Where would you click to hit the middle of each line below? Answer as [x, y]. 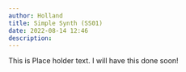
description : [30, 38]
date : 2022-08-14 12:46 [49, 30]
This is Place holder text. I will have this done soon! [94, 61]
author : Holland [36, 16]
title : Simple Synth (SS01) [56, 23]
